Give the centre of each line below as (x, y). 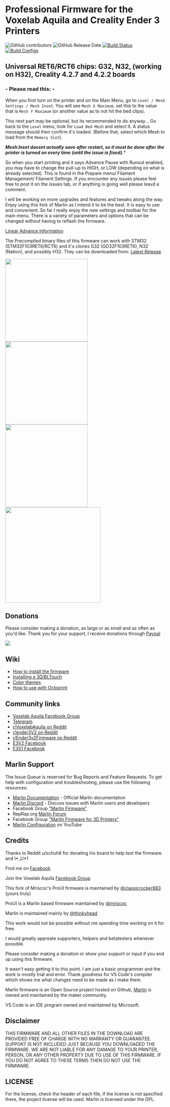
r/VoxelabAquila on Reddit (40, 727)
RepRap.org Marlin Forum (39, 813)
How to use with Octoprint (40, 688)
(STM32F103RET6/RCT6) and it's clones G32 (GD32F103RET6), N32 (77, 246)
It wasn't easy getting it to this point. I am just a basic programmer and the (83, 969)
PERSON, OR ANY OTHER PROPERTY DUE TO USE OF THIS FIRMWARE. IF (83, 1055)
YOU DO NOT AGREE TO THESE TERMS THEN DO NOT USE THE (73, 1060)
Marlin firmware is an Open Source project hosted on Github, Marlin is (78, 989)
